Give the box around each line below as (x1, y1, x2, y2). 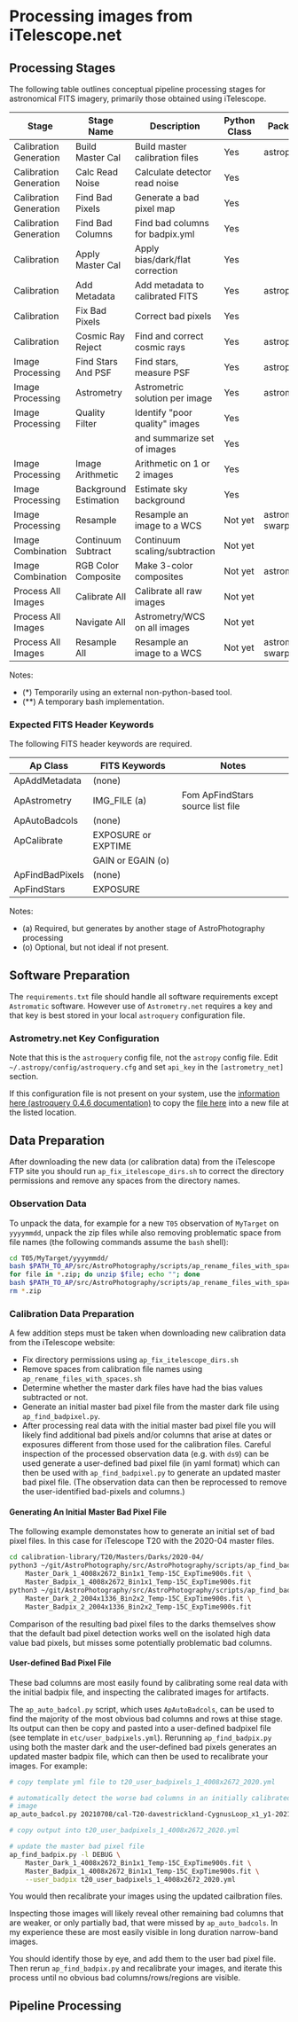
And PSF (74, 366, 113, 379)
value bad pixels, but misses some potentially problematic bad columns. (9, 1637, 272, 1648)
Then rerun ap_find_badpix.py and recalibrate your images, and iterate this (9, 1963, 283, 1974)
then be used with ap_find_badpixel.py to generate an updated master (21, 1468, 281, 1478)
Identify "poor (134, 406, 193, 419)
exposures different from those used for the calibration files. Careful (21, 1439, 271, 1450)
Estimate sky (134, 483, 188, 495)
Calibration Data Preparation (9, 1307, 135, 1320)
